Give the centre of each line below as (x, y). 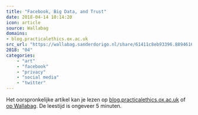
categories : (21, 55)
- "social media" (38, 77)
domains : (17, 34)
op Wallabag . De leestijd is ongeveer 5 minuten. (64, 106)
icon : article (24, 22)
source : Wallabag (27, 28)
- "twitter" (31, 83)
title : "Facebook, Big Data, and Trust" (57, 11)
